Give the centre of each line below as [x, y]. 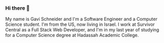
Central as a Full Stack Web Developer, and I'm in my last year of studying [82, 30]
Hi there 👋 [18, 8]
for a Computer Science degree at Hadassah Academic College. [72, 35]
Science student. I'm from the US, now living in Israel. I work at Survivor [80, 24]
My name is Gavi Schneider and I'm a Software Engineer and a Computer [81, 19]
